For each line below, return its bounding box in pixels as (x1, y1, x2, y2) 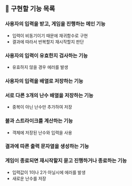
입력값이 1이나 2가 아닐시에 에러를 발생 (12, 169, 86, 175)
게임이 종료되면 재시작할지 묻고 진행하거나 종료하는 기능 (5, 157, 127, 164)
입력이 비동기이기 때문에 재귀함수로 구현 (12, 32, 88, 38)
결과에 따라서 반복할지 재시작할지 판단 (12, 39, 84, 45)
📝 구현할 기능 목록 (5, 4, 55, 13)
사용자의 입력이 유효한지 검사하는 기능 (5, 52, 88, 59)
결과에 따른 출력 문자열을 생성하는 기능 (5, 143, 89, 150)
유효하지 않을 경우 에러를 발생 (12, 64, 68, 70)
